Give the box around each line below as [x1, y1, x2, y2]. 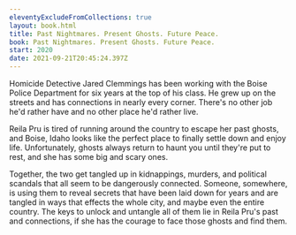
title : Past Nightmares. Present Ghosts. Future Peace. [9, 29, 219, 38]
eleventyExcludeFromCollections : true [9, 12, 152, 22]
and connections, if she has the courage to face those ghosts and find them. [9, 216, 288, 226]
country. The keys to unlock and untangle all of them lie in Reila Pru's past [9, 207, 278, 216]
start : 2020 [9, 46, 53, 55]
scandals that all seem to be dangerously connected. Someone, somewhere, [9, 178, 288, 188]
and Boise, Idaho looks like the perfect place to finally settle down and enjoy [9, 133, 287, 143]
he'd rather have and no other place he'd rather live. [9, 107, 199, 117]
